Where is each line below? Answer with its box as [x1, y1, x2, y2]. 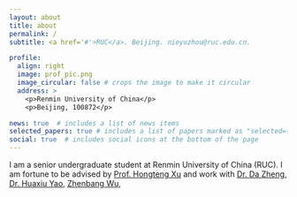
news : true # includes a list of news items [9, 118, 179, 128]
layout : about [9, 12, 62, 22]
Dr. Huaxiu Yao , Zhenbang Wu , [9, 178, 122, 188]
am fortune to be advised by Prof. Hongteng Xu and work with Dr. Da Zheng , [9, 169, 287, 179]
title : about [9, 21, 57, 30]
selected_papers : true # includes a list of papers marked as [9, 127, 243, 136]
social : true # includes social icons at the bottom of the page [9, 135, 259, 144]
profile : [9, 54, 42, 63]
